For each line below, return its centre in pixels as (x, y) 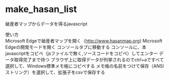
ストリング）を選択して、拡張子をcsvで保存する (55, 72)
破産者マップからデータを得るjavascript (46, 24)
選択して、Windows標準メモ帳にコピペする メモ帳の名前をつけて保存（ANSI (84, 66)
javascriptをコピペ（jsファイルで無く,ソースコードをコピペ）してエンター (81, 53)
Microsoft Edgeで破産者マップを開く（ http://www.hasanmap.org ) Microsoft (84, 41)
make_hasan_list (41, 9)
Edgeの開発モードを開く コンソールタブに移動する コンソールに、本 (76, 47)
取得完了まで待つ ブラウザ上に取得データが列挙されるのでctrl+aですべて (89, 59)
